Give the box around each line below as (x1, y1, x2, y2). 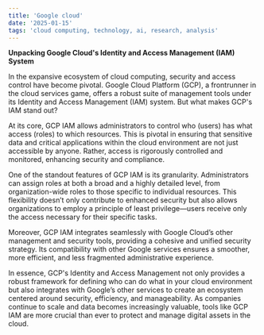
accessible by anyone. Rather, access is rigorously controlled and (8, 146, 223, 156)
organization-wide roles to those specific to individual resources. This (8, 187, 237, 197)
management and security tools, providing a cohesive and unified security (8, 236, 252, 246)
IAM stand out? (8, 106, 58, 115)
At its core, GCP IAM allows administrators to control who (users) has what (8, 121, 253, 131)
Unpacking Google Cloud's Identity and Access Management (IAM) (8, 48, 235, 58)
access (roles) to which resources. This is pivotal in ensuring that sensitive (8, 129, 253, 139)
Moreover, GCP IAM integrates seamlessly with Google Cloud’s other (8, 228, 233, 237)
